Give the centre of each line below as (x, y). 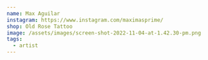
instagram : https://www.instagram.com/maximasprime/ (85, 20)
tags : (14, 39)
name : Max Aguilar (33, 13)
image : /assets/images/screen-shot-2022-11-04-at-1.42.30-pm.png (104, 33)
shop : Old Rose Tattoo (40, 26)
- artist (26, 46)
